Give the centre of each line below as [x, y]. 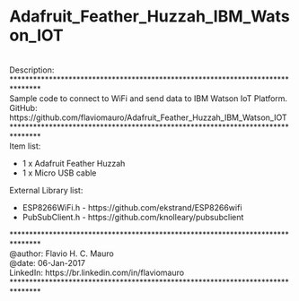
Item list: [25, 146]
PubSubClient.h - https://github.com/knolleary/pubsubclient [133, 217]
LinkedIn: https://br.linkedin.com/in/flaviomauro [97, 272]
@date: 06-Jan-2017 [47, 262]
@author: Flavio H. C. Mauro [62, 254]
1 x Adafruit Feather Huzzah [74, 163]
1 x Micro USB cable [59, 173]
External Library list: [46, 190]
